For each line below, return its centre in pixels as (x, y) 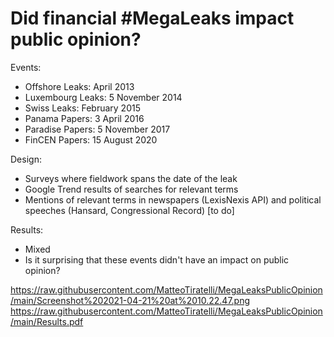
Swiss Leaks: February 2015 (82, 108)
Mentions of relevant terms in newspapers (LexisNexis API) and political (173, 199)
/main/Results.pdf (47, 321)
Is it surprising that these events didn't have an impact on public (157, 259)
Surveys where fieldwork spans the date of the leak (131, 178)
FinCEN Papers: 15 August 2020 (91, 139)
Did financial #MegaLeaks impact (152, 18)
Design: (26, 159)
